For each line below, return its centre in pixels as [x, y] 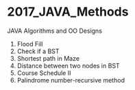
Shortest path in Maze [48, 58]
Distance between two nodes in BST [68, 65]
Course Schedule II [44, 73]
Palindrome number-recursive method [71, 80]
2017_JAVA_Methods [68, 12]
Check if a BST [38, 51]
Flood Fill [30, 44]
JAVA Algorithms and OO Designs [55, 31]
